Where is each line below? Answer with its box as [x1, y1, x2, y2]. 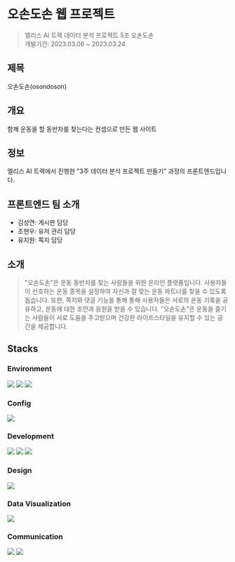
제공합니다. [37, 322, 68, 330]
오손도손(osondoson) [7, 82, 67, 91]
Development [7, 431, 55, 441]
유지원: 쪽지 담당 [17, 236, 63, 244]
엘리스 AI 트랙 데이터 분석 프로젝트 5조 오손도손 [24, 31, 154, 39]
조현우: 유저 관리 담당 [17, 227, 76, 236]
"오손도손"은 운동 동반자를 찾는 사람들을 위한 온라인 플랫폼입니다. [24, 279, 203, 286]
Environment [7, 364, 53, 374]
